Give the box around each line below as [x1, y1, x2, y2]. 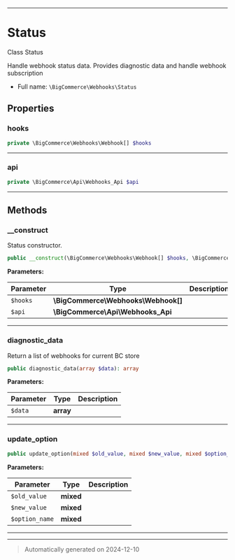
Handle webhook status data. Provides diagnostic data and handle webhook [7, 61, 227, 70]
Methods [7, 204, 48, 217]
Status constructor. [7, 241, 63, 250]
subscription [7, 69, 43, 77]
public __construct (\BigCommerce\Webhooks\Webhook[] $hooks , [7, 254, 190, 262]
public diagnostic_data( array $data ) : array [7, 365, 139, 372]
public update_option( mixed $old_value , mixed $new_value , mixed [7, 450, 201, 457]
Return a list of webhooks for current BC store [7, 351, 140, 360]
